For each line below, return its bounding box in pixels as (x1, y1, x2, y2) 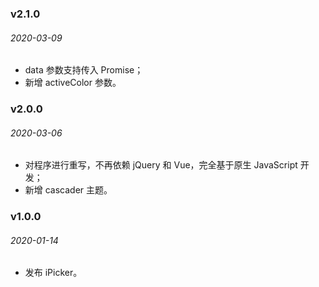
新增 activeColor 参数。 (24, 77, 122, 89)
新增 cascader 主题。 (24, 184, 113, 196)
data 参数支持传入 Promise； (24, 64, 144, 76)
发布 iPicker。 (24, 267, 83, 279)
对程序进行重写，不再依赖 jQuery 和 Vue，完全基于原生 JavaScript (24, 159, 298, 171)
